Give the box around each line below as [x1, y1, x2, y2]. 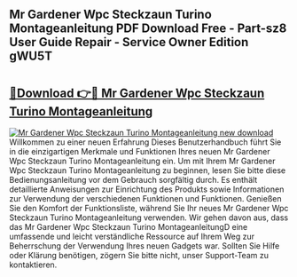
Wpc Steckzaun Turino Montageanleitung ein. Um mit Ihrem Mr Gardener [9, 155, 276, 166]
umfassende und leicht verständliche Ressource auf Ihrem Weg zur [9, 231, 255, 241]
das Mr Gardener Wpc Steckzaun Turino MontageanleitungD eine [9, 222, 248, 232]
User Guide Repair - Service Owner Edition [9, 35, 249, 50]
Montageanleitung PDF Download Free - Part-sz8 [9, 21, 287, 36]
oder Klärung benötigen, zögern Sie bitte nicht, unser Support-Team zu [9, 250, 269, 260]
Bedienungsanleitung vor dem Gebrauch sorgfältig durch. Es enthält [9, 175, 258, 185]
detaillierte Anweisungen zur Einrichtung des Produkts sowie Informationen [9, 184, 285, 194]
